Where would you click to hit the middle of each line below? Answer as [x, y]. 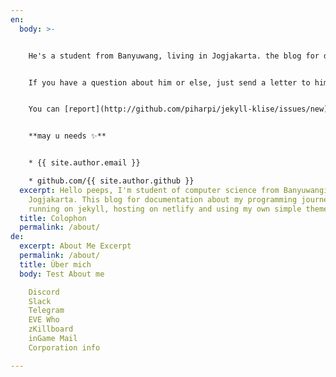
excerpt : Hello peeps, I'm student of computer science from [149, 190]
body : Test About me [62, 274]
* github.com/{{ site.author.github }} [111, 181]
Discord [44, 292]
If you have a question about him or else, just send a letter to [169, 82]
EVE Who [44, 320]
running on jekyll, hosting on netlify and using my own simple [165, 209]
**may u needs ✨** [67, 136]
